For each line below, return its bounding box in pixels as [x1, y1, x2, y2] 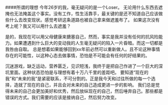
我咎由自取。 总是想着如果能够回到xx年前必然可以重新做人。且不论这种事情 [5, 46, 160, 52]
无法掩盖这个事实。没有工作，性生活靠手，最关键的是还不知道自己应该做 [13, 10, 163, 16]
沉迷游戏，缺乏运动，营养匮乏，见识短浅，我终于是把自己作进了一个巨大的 [5, 63, 158, 69]
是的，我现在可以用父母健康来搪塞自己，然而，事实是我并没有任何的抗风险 [5, 34, 158, 39]
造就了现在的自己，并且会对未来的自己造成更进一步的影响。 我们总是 [13, 82, 155, 87]
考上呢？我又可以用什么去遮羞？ [5, 23, 71, 29]
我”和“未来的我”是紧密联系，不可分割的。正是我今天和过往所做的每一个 [5, 75, 151, 81]
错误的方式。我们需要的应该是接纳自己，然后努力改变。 [5, 94, 119, 100]
